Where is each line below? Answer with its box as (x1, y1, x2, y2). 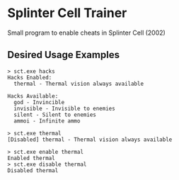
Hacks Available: (7, 92, 59, 100)
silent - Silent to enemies (13, 111, 97, 118)
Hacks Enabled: (7, 74, 52, 81)
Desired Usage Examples (7, 49, 120, 61)
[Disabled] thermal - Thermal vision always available (7, 136, 173, 143)
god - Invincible (13, 99, 65, 106)
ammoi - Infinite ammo (13, 117, 81, 125)
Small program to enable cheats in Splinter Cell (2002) (7, 28, 166, 37)
